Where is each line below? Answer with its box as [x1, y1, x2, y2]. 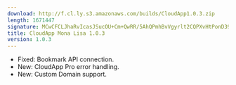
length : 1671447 [7, 17, 55, 24]
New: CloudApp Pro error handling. [17, 63, 119, 71]
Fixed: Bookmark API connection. [17, 55, 114, 63]
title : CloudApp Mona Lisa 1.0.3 [7, 29, 105, 37]
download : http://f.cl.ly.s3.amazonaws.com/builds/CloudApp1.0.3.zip [7, 10, 216, 17]
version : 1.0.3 [7, 36, 52, 43]
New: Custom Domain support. [17, 70, 107, 79]
